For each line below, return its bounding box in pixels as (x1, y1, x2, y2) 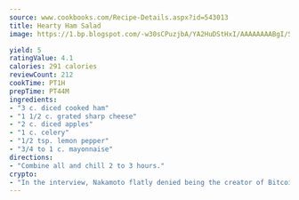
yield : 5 (9, 45, 42, 54)
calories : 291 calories (9, 62, 98, 71)
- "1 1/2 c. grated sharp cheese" (9, 112, 138, 121)
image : (9, 29, 34, 38)
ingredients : (9, 95, 58, 104)
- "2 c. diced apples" (9, 120, 93, 129)
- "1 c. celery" (9, 128, 69, 138)
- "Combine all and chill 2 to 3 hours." (9, 161, 166, 170)
